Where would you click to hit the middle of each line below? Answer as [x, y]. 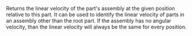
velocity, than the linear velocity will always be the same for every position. [97, 27]
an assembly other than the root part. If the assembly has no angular [89, 21]
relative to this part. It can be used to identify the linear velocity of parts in [95, 15]
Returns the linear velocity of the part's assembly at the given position [91, 8]
